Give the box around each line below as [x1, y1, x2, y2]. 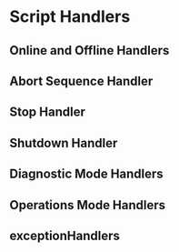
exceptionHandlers [9, 227, 120, 243]
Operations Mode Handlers [9, 197, 166, 213]
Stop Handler [9, 105, 86, 120]
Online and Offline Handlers [9, 43, 170, 58]
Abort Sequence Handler [9, 73, 154, 88]
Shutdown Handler [9, 135, 118, 151]
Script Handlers [9, 6, 131, 27]
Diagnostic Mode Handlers [9, 166, 164, 182]
